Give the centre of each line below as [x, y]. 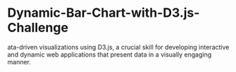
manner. [19, 62]
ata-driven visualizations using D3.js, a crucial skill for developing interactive [118, 47]
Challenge [38, 28]
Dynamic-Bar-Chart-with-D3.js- [104, 13]
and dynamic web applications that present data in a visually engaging [110, 55]
